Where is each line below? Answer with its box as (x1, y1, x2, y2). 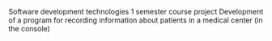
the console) (8, 24, 50, 33)
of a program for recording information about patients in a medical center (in (8, 15, 263, 25)
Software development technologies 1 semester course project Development (8, 7, 264, 16)
